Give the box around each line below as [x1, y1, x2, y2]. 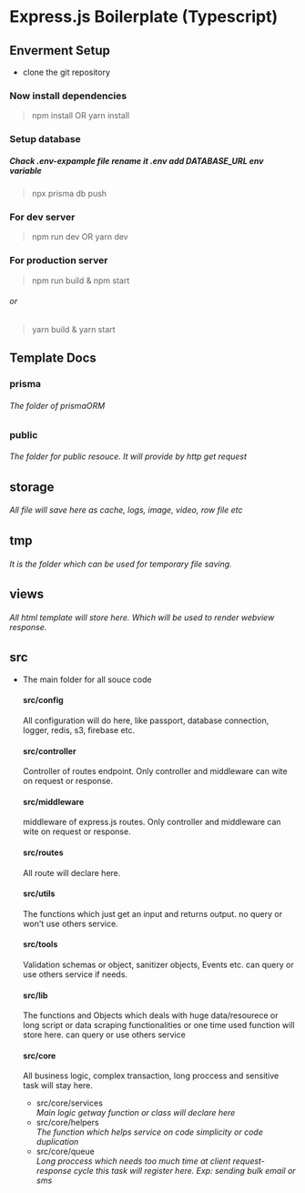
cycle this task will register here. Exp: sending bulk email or [73, 1166, 296, 1177]
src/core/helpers [36, 1117, 99, 1128]
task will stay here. [22, 1080, 94, 1091]
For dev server [9, 211, 76, 224]
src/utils [22, 888, 56, 899]
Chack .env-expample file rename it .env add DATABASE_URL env [9, 155, 264, 166]
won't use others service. [22, 918, 118, 929]
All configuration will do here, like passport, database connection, [22, 715, 269, 726]
